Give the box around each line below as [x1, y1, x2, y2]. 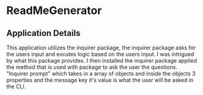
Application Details [6, 28, 81, 38]
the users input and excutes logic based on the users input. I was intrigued [6, 51, 194, 58]
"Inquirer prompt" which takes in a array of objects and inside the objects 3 [6, 70, 196, 77]
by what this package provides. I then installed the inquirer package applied [6, 57, 197, 64]
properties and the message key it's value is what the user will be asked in [6, 77, 194, 83]
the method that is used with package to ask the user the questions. [6, 63, 177, 71]
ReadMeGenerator [6, 4, 102, 18]
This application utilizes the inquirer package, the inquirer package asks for [6, 44, 196, 51]
